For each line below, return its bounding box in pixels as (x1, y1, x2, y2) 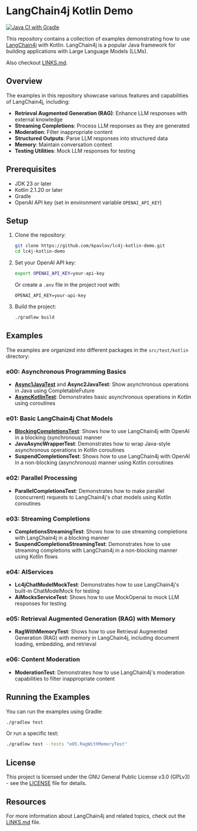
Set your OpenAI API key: (14, 259, 76, 266)
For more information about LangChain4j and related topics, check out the (6, 812, 186, 819)
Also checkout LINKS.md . (6, 59, 68, 66)
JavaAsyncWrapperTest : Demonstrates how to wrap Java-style (14, 440, 171, 447)
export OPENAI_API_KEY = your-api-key (14, 270, 105, 277)
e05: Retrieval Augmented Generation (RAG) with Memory (6, 615, 176, 623)
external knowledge (14, 116, 63, 123)
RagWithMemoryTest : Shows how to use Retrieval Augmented (14, 628, 168, 635)
